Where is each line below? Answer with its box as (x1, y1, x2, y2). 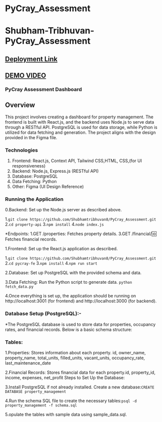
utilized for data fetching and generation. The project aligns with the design (5, 129, 156, 135)
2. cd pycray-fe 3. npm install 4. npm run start (5, 260, 98, 266)
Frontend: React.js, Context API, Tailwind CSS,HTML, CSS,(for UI (12, 158, 142, 164)
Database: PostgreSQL (12, 173, 58, 179)
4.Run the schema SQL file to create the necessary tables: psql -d (5, 398, 137, 404)
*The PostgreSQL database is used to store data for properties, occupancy (5, 321, 156, 327)
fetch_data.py (5, 284, 34, 290)
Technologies (5, 147, 38, 153)
